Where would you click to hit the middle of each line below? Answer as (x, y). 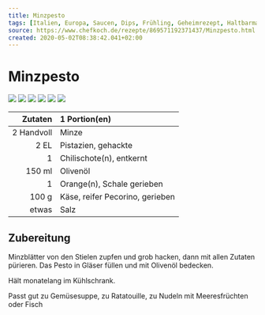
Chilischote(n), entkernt (103, 158)
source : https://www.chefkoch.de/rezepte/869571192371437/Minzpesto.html (132, 30)
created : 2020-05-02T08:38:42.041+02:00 (76, 38)
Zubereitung (39, 238)
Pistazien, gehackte (96, 146)
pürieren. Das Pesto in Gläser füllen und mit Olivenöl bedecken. (111, 265)
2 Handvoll (32, 133)
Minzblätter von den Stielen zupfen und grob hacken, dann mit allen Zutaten (132, 257)
